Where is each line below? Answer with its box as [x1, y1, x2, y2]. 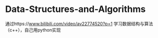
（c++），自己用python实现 [5, 26, 61, 33]
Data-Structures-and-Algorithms [5, 3, 146, 15]
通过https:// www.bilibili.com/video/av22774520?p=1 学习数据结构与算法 [5, 20, 153, 26]
